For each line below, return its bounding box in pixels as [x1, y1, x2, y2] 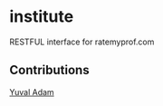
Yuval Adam [9, 86, 54, 97]
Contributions [9, 63, 90, 78]
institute [9, 6, 74, 27]
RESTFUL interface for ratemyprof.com [9, 36, 155, 47]
